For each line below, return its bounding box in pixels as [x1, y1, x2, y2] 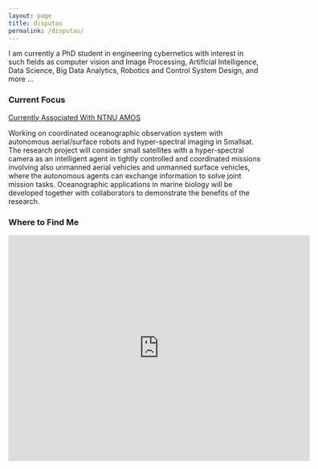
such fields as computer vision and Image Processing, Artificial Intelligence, [8, 57, 259, 67]
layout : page [8, 11, 52, 20]
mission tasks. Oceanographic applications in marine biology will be [8, 179, 233, 189]
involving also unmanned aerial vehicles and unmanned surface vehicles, [8, 162, 251, 172]
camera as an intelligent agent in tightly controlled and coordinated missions [8, 153, 261, 163]
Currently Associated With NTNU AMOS [8, 112, 141, 122]
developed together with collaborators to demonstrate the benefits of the [8, 188, 251, 198]
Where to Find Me [8, 216, 79, 227]
